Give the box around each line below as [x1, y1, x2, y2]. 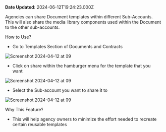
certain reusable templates [12, 122, 67, 127]
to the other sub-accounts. [5, 24, 60, 30]
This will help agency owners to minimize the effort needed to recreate [12, 116, 157, 122]
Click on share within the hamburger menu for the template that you [12, 63, 151, 68]
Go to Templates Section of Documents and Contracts [12, 44, 123, 49]
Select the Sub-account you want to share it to [12, 87, 108, 93]
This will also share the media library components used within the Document [5, 19, 161, 25]
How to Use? [5, 34, 31, 40]
